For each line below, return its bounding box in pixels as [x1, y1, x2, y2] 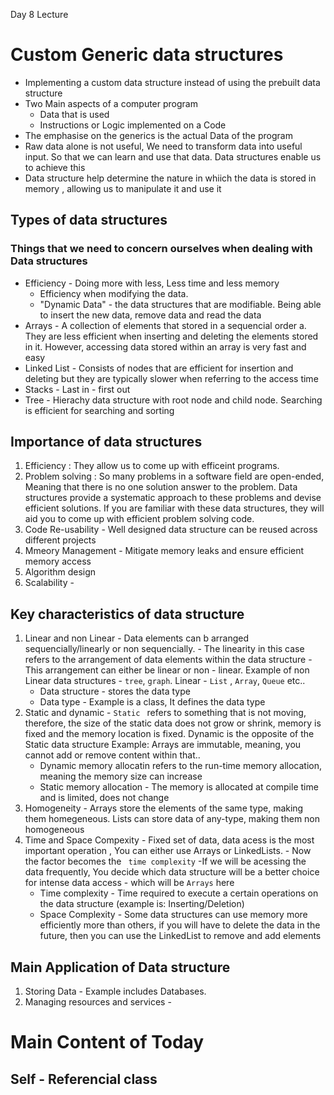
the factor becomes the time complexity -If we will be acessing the [24, 855, 307, 868]
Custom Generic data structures [10, 44, 284, 66]
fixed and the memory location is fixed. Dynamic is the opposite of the [24, 728, 315, 740]
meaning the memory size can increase [39, 770, 203, 783]
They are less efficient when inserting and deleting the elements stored [24, 330, 319, 342]
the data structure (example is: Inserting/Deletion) [39, 898, 245, 910]
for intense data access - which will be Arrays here [24, 877, 235, 889]
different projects [24, 534, 97, 546]
